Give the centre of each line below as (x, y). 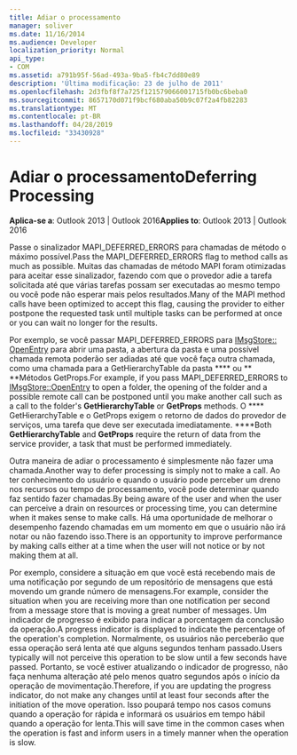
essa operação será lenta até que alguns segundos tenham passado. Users (146, 648)
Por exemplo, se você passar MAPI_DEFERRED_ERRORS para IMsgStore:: (143, 339)
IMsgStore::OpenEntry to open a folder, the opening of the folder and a (138, 386)
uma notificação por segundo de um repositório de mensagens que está (141, 582)
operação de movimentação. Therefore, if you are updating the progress (141, 686)
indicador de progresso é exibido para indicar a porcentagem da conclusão (147, 619)
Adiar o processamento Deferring (133, 177)
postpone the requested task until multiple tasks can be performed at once (146, 313)
